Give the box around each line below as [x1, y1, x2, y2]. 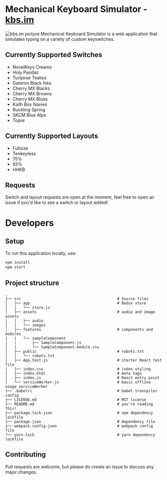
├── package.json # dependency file [5, 419, 155, 424]
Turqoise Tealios [12, 74, 46, 81]
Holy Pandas [12, 69, 39, 75]
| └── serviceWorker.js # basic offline [5, 380, 151, 385]
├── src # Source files [5, 296, 149, 301]
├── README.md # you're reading [5, 401, 153, 407]
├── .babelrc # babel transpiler [5, 388, 157, 393]
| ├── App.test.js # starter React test [5, 358, 162, 363]
